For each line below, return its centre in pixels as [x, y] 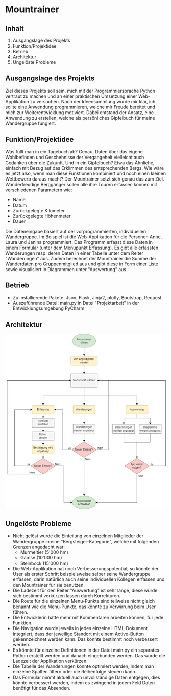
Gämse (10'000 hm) [41, 557]
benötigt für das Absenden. [41, 688]
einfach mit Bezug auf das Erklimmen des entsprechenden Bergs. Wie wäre [85, 168]
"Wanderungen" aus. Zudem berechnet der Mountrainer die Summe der [81, 258]
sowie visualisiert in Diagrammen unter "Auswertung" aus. [66, 269]
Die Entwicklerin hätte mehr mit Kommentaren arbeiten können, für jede [88, 617]
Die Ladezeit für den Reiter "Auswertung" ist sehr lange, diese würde [85, 590]
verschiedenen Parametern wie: [39, 190]
